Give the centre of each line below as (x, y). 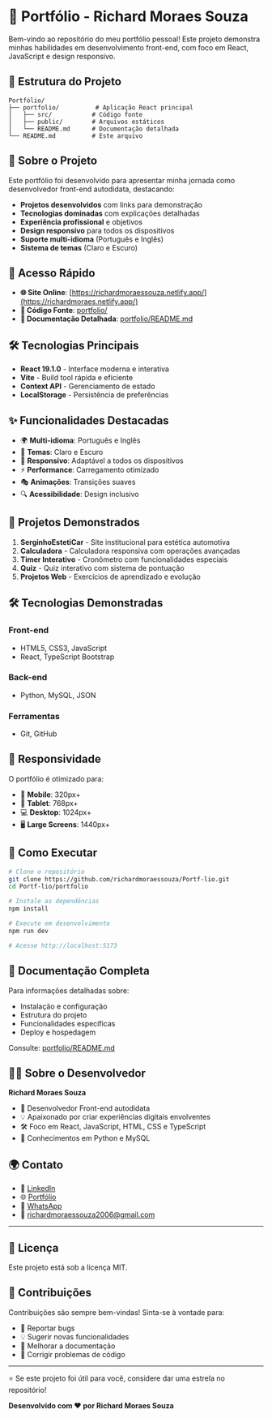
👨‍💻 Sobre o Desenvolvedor (77, 1073)
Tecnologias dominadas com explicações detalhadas (110, 213)
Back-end (28, 678)
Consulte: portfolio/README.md (62, 1047)
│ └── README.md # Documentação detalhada (94, 129)
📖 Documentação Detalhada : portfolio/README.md (106, 319)
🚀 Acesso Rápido (52, 273)
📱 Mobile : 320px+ (50, 795)
